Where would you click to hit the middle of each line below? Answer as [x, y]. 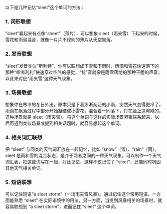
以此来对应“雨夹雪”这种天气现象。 [40, 78]
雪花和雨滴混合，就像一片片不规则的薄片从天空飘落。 [60, 40]
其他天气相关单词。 [25, 168]
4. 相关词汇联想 [24, 137]
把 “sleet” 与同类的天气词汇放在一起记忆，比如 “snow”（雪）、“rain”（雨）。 [82, 149]
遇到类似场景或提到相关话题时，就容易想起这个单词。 [69, 123]
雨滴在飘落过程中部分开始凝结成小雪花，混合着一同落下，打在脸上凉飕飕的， [84, 111]
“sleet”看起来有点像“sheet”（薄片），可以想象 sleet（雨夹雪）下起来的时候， [83, 34]
